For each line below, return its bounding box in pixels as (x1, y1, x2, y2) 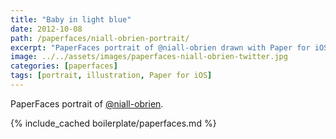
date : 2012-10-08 (10, 24, 83, 34)
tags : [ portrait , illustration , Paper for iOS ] (10, 71, 213, 81)
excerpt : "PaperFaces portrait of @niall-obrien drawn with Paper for (10, 42, 311, 53)
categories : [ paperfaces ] (10, 61, 118, 71)
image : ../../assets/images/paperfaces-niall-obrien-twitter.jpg (10, 52, 288, 62)
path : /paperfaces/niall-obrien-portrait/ (10, 33, 190, 43)
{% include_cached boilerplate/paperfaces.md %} (10, 117, 217, 129)
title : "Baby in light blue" (10, 14, 132, 25)
